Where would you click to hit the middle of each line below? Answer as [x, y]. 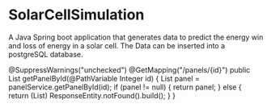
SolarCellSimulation [76, 15]
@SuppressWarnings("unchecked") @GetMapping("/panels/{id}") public [129, 69]
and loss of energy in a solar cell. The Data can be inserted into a [117, 45]
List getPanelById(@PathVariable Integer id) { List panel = [104, 78]
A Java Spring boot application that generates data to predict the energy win [136, 37]
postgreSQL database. [46, 54]
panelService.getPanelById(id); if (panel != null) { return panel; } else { [125, 87]
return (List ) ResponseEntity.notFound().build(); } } [92, 95]
